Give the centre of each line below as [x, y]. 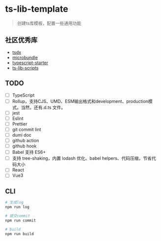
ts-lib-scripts [25, 68]
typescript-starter [30, 63]
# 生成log [14, 203]
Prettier [20, 124]
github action [26, 140]
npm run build [20, 234]
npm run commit [21, 220]
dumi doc [22, 135]
